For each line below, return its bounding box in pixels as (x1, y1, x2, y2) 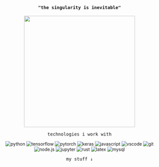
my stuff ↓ (66, 156, 93, 162)
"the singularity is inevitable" (38, 5, 121, 10)
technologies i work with (47, 131, 112, 137)
